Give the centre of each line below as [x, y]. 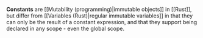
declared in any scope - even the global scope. [66, 28]
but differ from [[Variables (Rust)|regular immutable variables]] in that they [100, 16]
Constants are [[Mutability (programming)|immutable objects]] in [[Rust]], [99, 9]
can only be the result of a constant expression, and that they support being [102, 22]
